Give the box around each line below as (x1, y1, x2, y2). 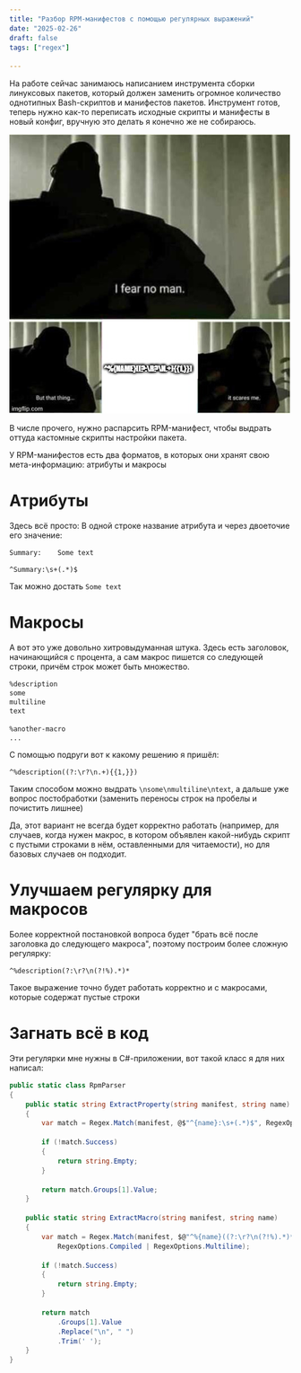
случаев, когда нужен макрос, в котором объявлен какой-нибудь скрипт (9, 830, 291, 840)
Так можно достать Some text (9, 581, 123, 592)
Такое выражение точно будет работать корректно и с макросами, (9, 981, 268, 992)
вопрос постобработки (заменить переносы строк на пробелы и (9, 793, 258, 804)
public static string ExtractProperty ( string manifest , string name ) (25, 1100, 291, 1109)
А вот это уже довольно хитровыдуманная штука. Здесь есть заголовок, (9, 642, 289, 653)
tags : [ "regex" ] (9, 43, 70, 52)
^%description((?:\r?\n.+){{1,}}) (9, 768, 139, 777)
